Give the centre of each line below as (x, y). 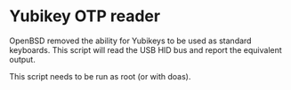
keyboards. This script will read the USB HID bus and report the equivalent (145, 49)
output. (22, 59)
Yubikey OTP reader (85, 16)
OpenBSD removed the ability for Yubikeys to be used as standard (130, 41)
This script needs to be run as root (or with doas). (100, 76)
